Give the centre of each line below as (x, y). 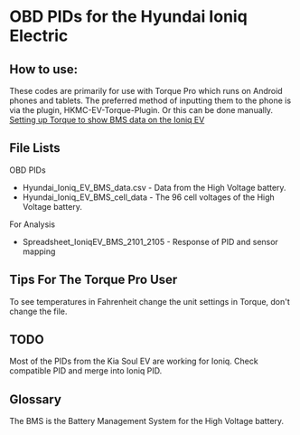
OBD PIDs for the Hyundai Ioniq (129, 17)
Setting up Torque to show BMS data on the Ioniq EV (107, 120)
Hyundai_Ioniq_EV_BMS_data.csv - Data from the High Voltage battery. (154, 187)
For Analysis (33, 224)
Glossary (35, 399)
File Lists (35, 148)
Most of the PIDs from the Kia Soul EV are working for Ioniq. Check (134, 361)
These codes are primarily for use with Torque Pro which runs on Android (146, 91)
